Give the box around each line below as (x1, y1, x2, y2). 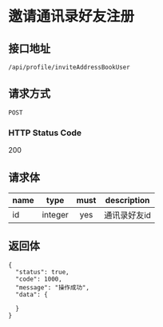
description (105, 194, 150, 205)
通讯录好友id (103, 209, 152, 221)
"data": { (15, 290, 48, 298)
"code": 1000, (15, 275, 62, 283)
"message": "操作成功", (15, 283, 90, 292)
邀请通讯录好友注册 (8, 7, 135, 26)
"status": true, (15, 268, 70, 276)
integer (42, 209, 70, 220)
